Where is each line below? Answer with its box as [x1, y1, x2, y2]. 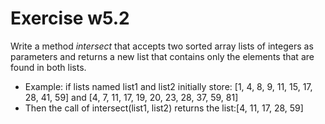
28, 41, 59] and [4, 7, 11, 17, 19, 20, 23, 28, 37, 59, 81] [24, 91, 239, 103]
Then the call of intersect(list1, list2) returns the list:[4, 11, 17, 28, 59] [24, 102, 304, 114]
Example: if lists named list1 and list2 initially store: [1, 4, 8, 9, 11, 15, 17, [24, 80, 313, 92]
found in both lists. [10, 61, 87, 73]
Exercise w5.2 [10, 7, 130, 30]
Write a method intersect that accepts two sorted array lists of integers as [10, 40, 314, 52]
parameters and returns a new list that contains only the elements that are [10, 50, 315, 62]
